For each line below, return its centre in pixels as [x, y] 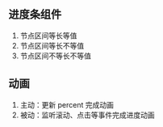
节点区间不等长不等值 [55, 56]
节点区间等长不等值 [52, 45]
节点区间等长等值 [48, 36]
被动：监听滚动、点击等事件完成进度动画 [87, 115]
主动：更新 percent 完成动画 [67, 104]
